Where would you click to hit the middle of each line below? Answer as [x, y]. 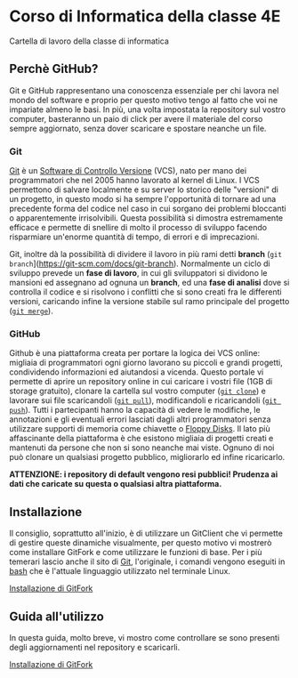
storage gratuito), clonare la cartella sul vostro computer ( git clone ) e [138, 391]
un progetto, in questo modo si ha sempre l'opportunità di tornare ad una [143, 199]
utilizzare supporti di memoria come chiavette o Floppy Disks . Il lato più [140, 429]
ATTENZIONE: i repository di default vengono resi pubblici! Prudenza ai [144, 474]
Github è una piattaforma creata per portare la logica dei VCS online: [135, 353]
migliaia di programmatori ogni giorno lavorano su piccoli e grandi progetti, [146, 363]
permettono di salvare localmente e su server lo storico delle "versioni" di [144, 190]
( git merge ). [31, 311]
